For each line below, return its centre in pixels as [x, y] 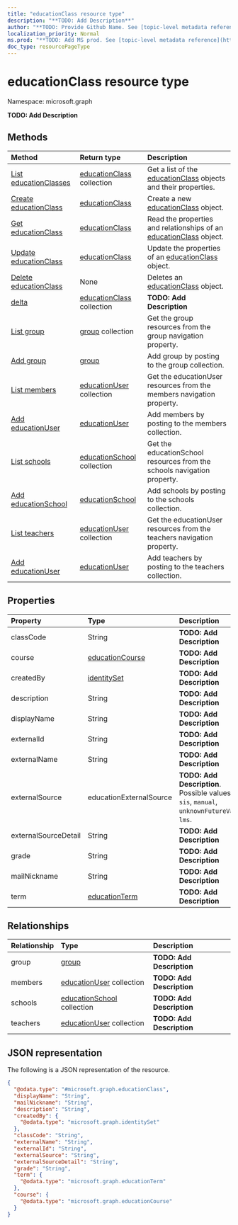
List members [34, 389]
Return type [100, 157]
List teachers [33, 533]
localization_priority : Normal [53, 34]
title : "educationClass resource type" [66, 14]
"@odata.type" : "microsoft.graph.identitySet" [90, 1122]
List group [28, 331]
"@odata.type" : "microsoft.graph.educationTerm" [93, 1182]
